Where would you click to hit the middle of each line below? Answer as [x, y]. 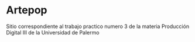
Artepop [27, 10]
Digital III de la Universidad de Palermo [53, 32]
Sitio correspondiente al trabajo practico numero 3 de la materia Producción [97, 26]
